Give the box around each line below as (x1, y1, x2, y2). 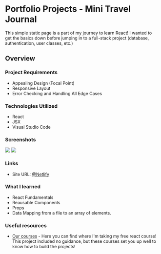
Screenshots (5, 136, 36, 143)
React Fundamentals (12, 194, 54, 200)
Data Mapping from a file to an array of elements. (12, 210, 111, 215)
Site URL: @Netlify (12, 171, 50, 177)
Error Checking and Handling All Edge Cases (12, 90, 102, 96)
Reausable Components (12, 199, 60, 205)
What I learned (5, 183, 40, 190)
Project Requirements (5, 69, 58, 76)
